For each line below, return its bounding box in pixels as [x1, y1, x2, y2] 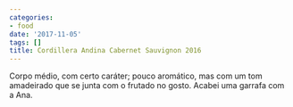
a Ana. [9, 90, 33, 101]
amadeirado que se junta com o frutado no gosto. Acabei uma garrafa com [9, 80, 285, 91]
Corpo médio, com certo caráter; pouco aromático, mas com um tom [9, 70, 263, 81]
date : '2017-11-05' [9, 29, 82, 38]
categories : [9, 12, 54, 22]
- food [9, 21, 34, 30]
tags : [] [9, 37, 42, 47]
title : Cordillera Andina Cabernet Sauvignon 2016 [9, 46, 202, 55]
